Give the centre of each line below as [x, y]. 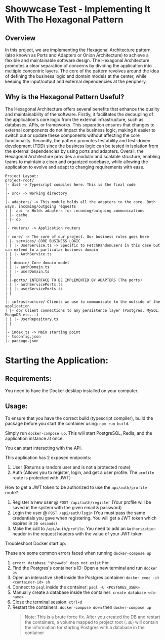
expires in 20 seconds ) [35, 523]
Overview [21, 38]
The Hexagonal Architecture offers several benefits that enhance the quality [82, 109]
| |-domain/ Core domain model [37, 263]
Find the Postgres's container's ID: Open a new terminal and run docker [85, 568]
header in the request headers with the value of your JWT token [78, 533]
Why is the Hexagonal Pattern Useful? [65, 97]
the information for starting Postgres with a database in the [84, 627]
